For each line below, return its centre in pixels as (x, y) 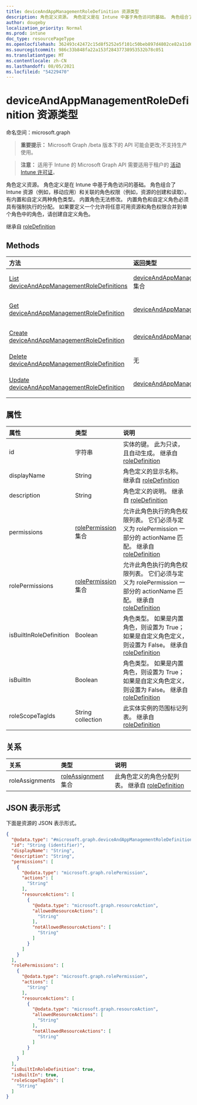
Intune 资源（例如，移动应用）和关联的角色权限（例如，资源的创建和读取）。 (98, 192)
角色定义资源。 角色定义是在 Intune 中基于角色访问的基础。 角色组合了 (91, 185)
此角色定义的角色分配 (144, 776)
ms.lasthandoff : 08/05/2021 (40, 66)
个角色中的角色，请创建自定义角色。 (50, 214)
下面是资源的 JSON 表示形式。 (43, 823)
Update (19, 380)
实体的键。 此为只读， (153, 444)
